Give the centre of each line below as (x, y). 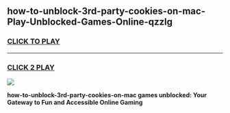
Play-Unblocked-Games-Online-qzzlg (90, 22)
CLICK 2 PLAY (31, 67)
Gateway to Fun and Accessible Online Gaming (75, 102)
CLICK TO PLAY (34, 42)
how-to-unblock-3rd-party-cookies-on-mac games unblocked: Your (107, 95)
